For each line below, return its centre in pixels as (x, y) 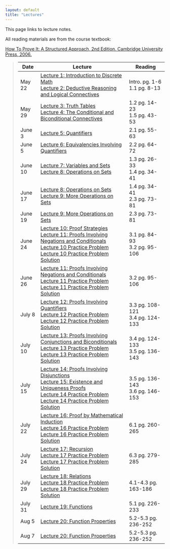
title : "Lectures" (25, 15)
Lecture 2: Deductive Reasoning (78, 88)
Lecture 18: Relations (66, 476)
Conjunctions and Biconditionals (79, 341)
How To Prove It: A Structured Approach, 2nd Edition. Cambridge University (84, 49)
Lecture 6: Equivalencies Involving (81, 144)
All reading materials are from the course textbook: (58, 39)
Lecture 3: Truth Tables (68, 106)
